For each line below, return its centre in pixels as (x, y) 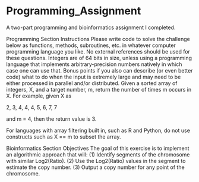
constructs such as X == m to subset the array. (64, 136)
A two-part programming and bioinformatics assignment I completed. (91, 27)
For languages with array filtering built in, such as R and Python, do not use (98, 130)
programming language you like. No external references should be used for (98, 51)
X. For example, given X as (39, 96)
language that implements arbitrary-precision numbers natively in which (94, 64)
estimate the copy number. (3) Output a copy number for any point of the (96, 167)
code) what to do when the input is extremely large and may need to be (94, 77)
